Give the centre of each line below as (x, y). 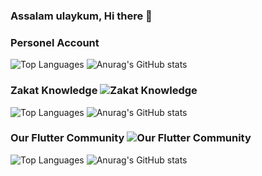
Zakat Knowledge (54, 91)
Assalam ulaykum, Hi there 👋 (81, 16)
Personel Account (55, 42)
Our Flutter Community (67, 138)
